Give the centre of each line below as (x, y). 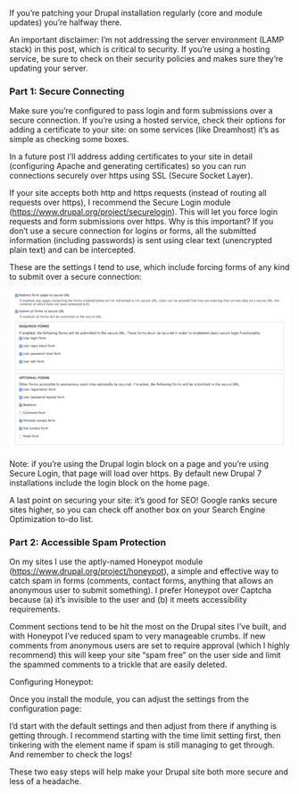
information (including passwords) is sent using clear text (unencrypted (141, 241)
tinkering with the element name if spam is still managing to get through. (142, 745)
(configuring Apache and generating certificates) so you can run (128, 166)
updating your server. (49, 68)
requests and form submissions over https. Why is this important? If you (141, 222)
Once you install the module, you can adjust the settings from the (129, 699)
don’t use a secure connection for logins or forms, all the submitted (133, 231)
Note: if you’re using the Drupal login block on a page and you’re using (139, 464)
